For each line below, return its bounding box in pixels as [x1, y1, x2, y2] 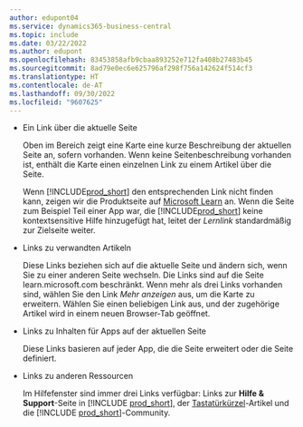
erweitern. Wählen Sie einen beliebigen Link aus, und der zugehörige [22, 298, 280, 309]
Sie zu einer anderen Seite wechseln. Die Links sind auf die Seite [22, 269, 264, 281]
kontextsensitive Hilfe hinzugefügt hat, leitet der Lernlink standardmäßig [22, 215, 292, 227]
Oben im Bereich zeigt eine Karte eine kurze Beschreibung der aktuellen [22, 140, 292, 150]
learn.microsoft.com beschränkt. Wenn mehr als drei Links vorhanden [22, 279, 283, 290]
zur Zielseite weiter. [22, 225, 97, 236]
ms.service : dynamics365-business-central [9, 22, 172, 31]
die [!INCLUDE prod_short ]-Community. [22, 407, 171, 418]
